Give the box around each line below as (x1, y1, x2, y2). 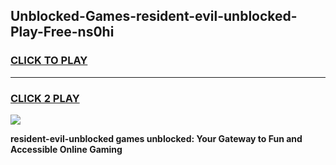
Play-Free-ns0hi (10, 24, 115, 41)
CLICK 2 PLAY (10, 91, 80, 105)
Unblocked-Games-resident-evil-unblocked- (10, 8, 298, 25)
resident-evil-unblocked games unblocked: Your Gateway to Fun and (10, 132, 303, 144)
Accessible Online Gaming (10, 143, 123, 155)
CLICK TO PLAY (10, 54, 88, 68)
